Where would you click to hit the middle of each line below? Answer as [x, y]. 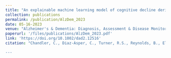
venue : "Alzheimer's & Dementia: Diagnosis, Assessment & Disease [77, 29]
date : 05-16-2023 [24, 24]
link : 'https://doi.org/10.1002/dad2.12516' [53, 39]
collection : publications [33, 15]
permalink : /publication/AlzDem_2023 [45, 19]
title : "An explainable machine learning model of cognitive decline [81, 10]
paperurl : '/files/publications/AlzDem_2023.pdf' [59, 34]
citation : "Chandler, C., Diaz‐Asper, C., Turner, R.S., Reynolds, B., [83, 43]
